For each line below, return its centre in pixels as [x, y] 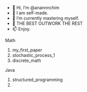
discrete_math [27, 60]
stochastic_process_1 [33, 55]
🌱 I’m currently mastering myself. [46, 18]
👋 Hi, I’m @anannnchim [36, 8]
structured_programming [37, 80]
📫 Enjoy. [21, 29]
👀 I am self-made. [30, 13]
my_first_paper [27, 50]
